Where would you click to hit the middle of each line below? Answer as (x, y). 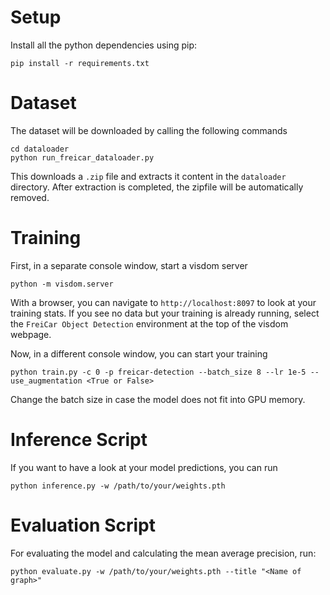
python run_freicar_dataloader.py (82, 157)
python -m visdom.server (62, 284)
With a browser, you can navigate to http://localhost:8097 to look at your (163, 302)
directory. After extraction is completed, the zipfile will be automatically (157, 187)
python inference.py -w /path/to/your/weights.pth (118, 486)
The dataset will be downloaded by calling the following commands (149, 130)
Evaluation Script (83, 525)
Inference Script (79, 440)
